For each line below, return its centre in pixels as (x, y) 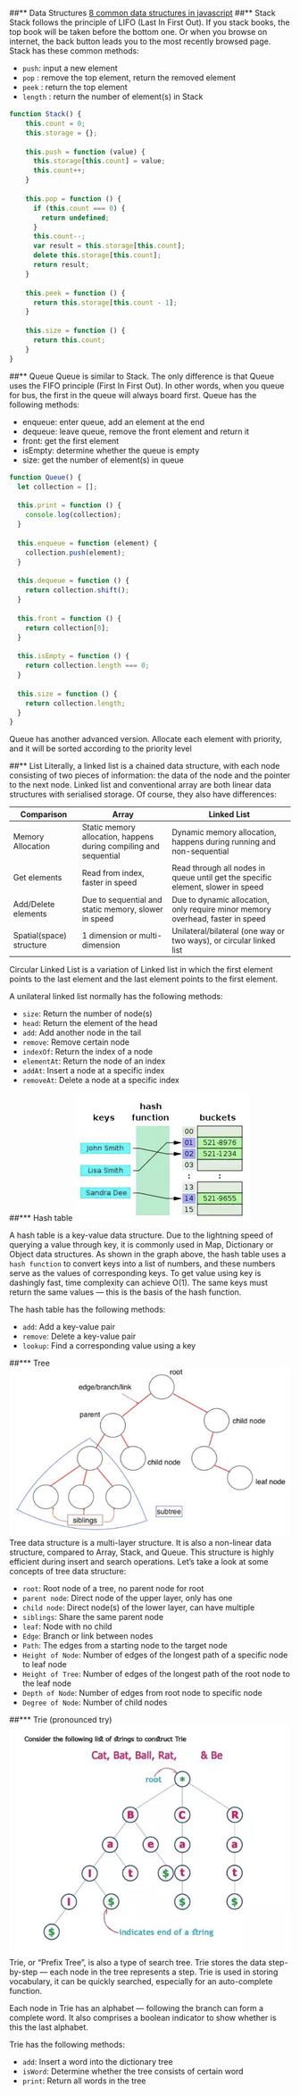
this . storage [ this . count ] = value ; (99, 161)
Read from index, (113, 872)
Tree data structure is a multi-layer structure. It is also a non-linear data (141, 1542)
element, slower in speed (218, 887)
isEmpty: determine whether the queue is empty (111, 450)
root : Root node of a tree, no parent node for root (113, 1588)
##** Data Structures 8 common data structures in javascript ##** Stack (142, 13)
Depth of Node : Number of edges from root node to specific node (142, 1692)
